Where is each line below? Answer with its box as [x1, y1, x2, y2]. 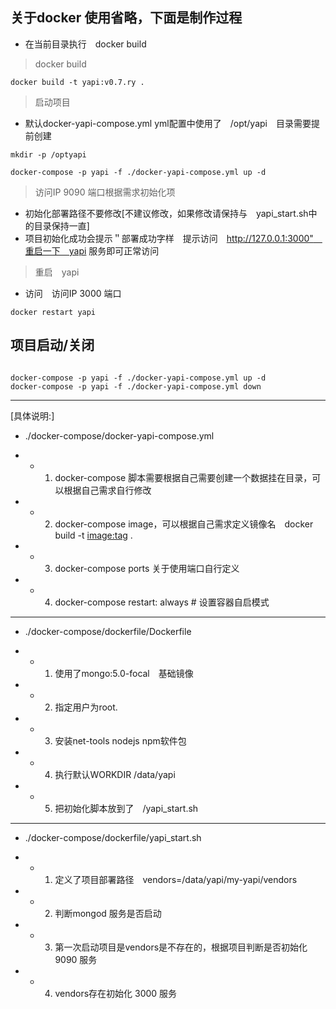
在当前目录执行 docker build [24, 38, 147, 50]
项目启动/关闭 [10, 337, 95, 354]
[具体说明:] [10, 409, 55, 422]
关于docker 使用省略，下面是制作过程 [10, 9, 243, 27]
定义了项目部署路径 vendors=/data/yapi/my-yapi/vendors [54, 873, 298, 885]
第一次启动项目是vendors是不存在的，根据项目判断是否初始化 [54, 941, 308, 953]
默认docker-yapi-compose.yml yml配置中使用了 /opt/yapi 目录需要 [24, 117, 312, 129]
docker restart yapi [10, 307, 97, 317]
